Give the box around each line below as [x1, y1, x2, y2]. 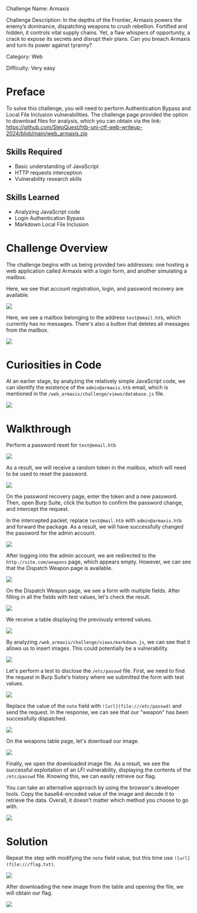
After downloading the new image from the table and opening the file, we [6, 883, 184, 891]
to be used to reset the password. [6, 470, 88, 478]
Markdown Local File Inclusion [14, 221, 89, 228]
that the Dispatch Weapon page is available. [6, 565, 113, 572]
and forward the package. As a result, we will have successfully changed [6, 523, 184, 530]
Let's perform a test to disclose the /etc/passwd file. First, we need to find [6, 668, 185, 675]
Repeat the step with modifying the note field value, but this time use [6, 854, 173, 862]
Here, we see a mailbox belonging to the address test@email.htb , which [6, 313, 181, 321]
